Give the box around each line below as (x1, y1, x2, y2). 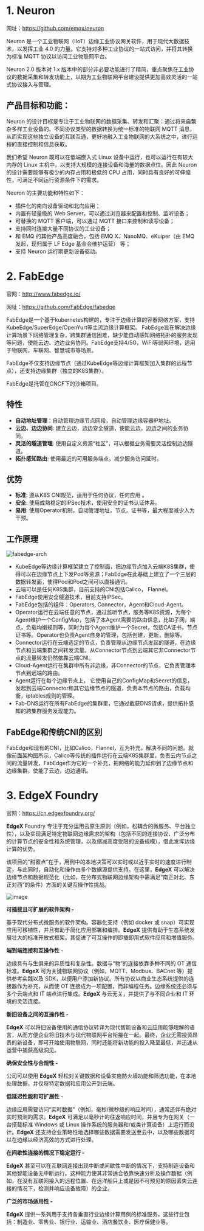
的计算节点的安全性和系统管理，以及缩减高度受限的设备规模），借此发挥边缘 (6, 837, 195, 845)
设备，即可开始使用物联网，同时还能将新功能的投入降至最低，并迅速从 (22, 1038, 198, 1046)
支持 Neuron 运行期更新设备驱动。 (15, 248, 101, 255)
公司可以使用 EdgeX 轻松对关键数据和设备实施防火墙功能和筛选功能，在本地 (6, 1072, 197, 1080)
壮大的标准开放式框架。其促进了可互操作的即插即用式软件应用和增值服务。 (11, 934, 198, 941)
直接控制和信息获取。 (16, 140, 70, 148)
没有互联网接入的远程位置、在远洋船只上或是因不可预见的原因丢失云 (22, 1177, 192, 1184)
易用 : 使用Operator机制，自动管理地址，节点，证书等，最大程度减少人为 (15, 507, 195, 514)
